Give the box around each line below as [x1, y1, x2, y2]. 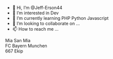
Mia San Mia [5, 38, 31, 43]
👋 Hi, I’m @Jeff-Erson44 [12, 5, 63, 10]
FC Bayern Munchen [5, 43, 47, 49]
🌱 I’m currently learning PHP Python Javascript [12, 15, 109, 21]
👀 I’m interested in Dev [12, 10, 59, 16]
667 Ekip [5, 48, 23, 54]
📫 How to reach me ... [12, 26, 59, 32]
